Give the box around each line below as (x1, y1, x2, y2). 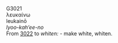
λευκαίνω (6, 11, 31, 18)
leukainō (6, 18, 27, 24)
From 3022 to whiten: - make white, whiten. (6, 30, 113, 37)
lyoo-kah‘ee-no (6, 24, 44, 31)
